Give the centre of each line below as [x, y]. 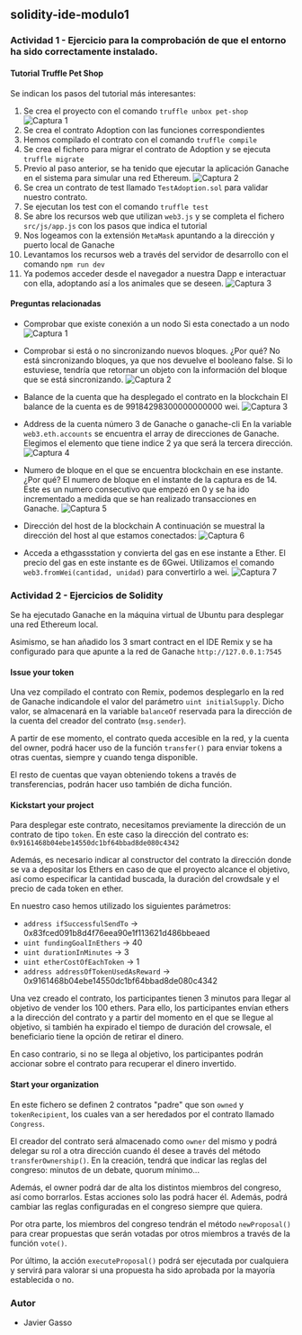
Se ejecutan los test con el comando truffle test [116, 206]
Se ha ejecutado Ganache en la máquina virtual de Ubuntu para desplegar [147, 615]
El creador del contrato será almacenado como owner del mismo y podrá [144, 1141]
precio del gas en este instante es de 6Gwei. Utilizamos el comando [149, 562]
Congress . [28, 1123]
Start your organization [55, 1085]
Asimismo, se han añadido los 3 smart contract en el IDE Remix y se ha [142, 642]
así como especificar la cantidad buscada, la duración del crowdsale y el [145, 879]
